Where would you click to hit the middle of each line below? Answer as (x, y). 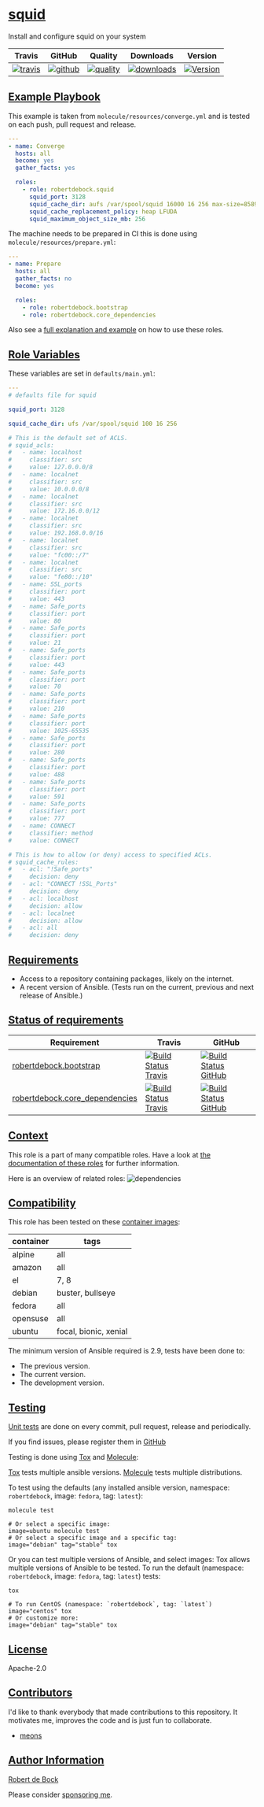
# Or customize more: (44, 1618)
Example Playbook (54, 97)
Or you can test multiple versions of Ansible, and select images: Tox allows (129, 1560)
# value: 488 (37, 774)
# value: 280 (37, 753)
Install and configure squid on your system (77, 36)
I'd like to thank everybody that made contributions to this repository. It (123, 1712)
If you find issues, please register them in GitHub (87, 1442)
